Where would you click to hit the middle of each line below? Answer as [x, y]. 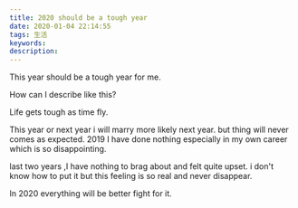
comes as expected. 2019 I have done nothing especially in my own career [149, 139]
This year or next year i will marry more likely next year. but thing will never [149, 130]
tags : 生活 [29, 34]
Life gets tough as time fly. [59, 112]
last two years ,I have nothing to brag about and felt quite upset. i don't [142, 166]
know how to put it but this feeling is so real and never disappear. [131, 176]
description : [34, 52]
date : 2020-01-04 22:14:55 [60, 26]
